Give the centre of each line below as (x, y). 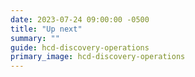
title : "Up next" (46, 29)
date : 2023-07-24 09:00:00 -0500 (80, 19)
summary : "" (35, 38)
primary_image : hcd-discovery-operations (98, 57)
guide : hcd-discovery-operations (80, 47)
